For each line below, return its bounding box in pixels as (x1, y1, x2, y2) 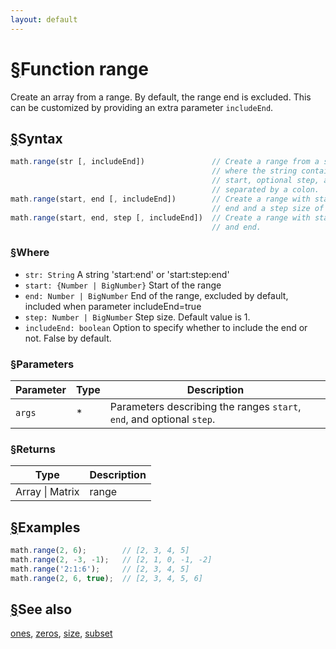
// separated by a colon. (211, 185, 320, 195)
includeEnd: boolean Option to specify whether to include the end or (24, 321, 308, 333)
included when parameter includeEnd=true (24, 300, 202, 312)
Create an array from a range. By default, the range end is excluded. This (10, 91, 312, 103)
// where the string (211, 166, 298, 176)
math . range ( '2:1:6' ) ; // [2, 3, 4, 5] (10, 564, 190, 574)
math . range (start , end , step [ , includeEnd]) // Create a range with (10, 212, 311, 223)
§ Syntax (10, 130, 63, 147)
